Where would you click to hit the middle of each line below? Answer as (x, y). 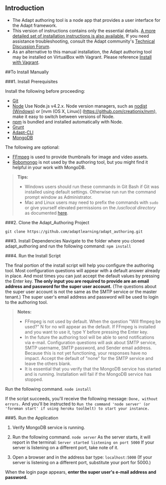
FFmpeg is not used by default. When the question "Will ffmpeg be (93, 321)
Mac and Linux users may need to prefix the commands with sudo (91, 202)
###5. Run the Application (32, 418)
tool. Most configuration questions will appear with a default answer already (83, 270)
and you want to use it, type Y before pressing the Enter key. (86, 332)
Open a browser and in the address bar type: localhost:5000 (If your (82, 457)
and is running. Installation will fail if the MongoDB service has (88, 374)
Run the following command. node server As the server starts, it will (81, 437)
